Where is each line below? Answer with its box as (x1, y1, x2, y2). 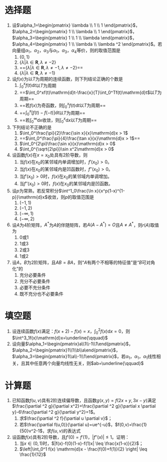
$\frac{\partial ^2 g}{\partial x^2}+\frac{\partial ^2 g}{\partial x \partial (11, 403, 156, 409)
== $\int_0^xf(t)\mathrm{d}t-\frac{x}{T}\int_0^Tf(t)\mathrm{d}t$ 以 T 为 (19, 89, 162, 96)
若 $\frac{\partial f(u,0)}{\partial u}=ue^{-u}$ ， (19, 422, 115, 428)
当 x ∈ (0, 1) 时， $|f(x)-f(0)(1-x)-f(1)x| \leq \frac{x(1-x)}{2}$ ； (19, 440, 143, 446)
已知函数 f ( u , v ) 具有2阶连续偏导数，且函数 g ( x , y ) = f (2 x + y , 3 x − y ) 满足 (11, 398, 156, 404)
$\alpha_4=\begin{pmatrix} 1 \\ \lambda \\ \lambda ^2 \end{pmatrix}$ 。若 (11, 41, 162, 47)
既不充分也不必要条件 (19, 291, 63, 297)
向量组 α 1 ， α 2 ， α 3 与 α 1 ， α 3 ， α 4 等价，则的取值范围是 (11, 47, 121, 54)
